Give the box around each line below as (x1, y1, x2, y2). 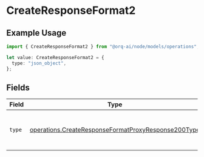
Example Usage (6, 28, 67, 38)
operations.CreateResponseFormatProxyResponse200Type (29, 126, 200, 134)
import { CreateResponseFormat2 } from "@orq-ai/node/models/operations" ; (6, 43, 200, 50)
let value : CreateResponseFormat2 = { (6, 54, 104, 60)
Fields (6, 82, 30, 92)
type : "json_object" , (12, 60, 67, 66)
